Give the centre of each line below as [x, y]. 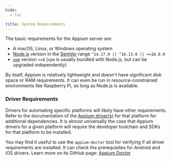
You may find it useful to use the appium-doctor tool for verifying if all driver [85, 142]
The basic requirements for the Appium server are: [59, 38]
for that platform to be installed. [39, 132]
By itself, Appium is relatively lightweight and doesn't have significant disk [83, 75]
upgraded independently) [40, 65]
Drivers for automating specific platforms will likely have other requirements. [86, 110]
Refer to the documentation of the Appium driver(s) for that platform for [81, 115]
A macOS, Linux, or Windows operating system [63, 49]
